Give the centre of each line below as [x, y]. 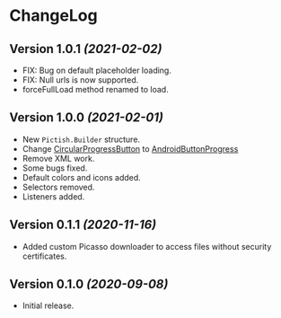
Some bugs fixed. [55, 168]
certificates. [44, 256]
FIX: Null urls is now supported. [80, 80]
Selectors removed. [58, 187]
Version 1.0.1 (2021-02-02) [86, 49]
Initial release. [48, 305]
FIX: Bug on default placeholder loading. [97, 70]
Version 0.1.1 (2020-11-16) [83, 225]
